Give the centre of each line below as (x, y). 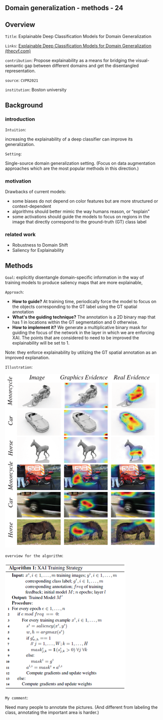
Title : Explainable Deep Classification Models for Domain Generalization (78, 37)
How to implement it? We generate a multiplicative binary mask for (80, 328)
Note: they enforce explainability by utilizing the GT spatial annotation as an (81, 352)
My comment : (17, 698)
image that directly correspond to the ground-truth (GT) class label (79, 222)
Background (24, 105)
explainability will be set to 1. (41, 343)
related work (20, 235)
